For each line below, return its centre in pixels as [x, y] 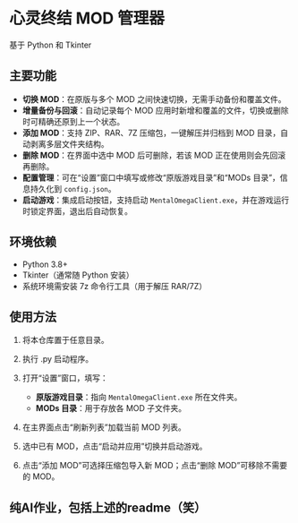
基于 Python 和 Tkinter [51, 45]
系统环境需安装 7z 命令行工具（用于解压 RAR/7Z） [115, 286]
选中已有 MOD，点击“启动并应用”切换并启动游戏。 [115, 446]
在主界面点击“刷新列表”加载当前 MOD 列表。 [104, 427]
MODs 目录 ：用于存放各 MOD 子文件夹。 [111, 408]
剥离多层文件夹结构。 [69, 143]
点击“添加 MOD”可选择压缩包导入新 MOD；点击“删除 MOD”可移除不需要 [155, 466]
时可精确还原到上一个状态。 [73, 121]
